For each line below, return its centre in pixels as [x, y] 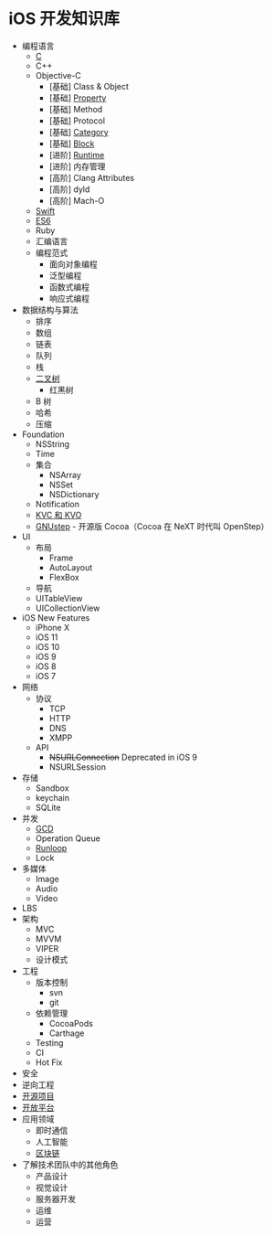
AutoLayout [71, 567]
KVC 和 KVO [58, 515]
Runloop [51, 847]
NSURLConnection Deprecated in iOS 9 [123, 757]
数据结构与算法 [50, 309]
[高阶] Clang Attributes [92, 177]
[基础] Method [76, 109]
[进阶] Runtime [77, 154]
